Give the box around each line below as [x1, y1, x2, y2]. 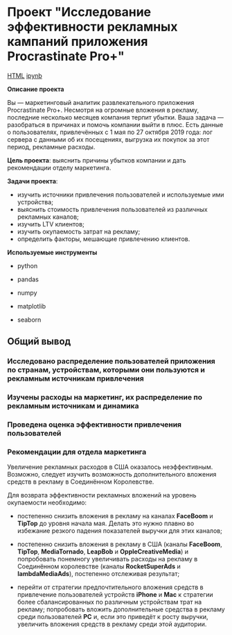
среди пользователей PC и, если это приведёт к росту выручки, [17, 613, 209, 621]
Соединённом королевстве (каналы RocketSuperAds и [17, 562, 181, 570]
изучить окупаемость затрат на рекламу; [17, 227, 141, 236]
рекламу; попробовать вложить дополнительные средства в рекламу [17, 605, 225, 613]
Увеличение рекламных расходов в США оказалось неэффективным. [7, 463, 213, 471]
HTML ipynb [7, 71, 43, 80]
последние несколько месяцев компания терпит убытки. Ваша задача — [7, 113, 224, 122]
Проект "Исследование [7, 4, 152, 20]
